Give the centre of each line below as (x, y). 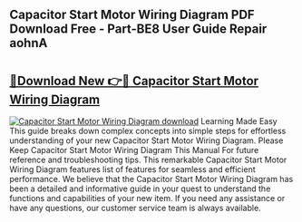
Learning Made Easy (239, 121)
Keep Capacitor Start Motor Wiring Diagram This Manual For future (134, 150)
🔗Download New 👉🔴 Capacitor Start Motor (134, 81)
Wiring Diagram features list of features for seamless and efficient (132, 169)
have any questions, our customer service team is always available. (135, 208)
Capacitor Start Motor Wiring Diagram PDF (132, 15)
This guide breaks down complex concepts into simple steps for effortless (148, 131)
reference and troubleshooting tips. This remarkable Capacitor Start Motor (148, 159)
